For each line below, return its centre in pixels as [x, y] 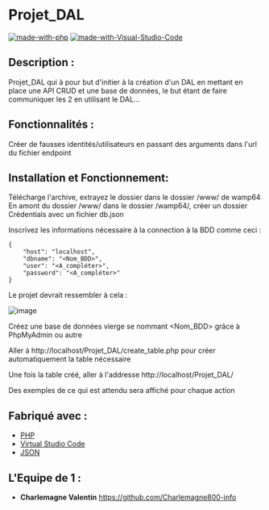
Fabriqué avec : [48, 416]
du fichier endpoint [40, 153]
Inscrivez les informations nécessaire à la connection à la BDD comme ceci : [135, 230]
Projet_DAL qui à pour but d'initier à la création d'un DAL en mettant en [126, 82]
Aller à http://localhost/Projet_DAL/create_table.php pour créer [112, 351]
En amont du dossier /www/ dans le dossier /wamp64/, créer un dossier [128, 206]
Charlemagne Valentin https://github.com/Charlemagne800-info [128, 497]
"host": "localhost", [59, 252]
